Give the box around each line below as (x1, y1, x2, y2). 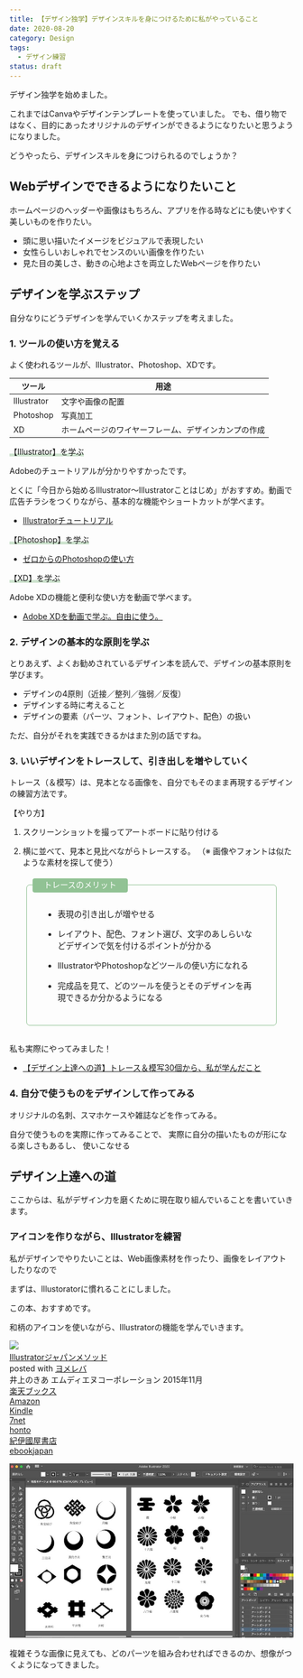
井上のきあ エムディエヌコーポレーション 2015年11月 (9, 1374, 203, 1385)
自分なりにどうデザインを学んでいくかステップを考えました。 (9, 312, 239, 323)
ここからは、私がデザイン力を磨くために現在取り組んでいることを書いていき (9, 1194, 293, 1205)
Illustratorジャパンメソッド (9, 1351, 108, 1362)
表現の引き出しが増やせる (57, 908, 156, 920)
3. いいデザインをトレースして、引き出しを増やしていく (9, 755, 250, 767)
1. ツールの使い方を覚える (9, 337, 120, 349)
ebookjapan (9, 1445, 54, 1456)
